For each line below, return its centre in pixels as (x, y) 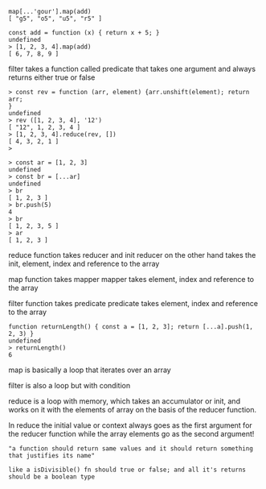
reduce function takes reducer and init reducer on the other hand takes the (132, 255)
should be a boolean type (51, 477)
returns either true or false (52, 77)
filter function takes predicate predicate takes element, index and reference (133, 303)
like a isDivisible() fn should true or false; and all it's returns (127, 470)
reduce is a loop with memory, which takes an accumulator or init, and (125, 401)
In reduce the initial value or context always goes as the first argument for (131, 425)
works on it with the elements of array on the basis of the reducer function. (133, 410)
